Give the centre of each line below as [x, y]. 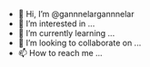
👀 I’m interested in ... [56, 24]
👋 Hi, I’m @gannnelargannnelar [76, 14]
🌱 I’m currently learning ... [66, 33]
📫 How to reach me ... [60, 53]
